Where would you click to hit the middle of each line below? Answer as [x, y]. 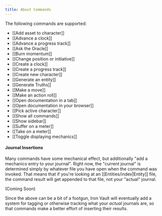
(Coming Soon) [20, 189]
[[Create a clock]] [30, 64]
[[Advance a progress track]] [41, 43]
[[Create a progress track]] [39, 69]
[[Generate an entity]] [34, 79]
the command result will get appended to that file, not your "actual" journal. [81, 179]
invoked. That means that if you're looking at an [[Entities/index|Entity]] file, [81, 174]
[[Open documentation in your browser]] [53, 105]
